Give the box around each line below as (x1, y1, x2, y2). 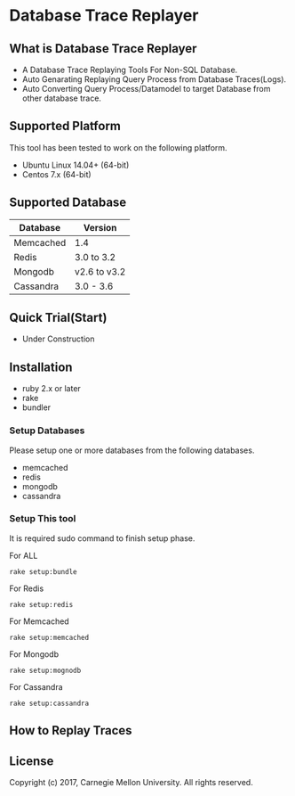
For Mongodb (9, 648, 60, 660)
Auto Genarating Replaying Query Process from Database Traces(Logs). (21, 74, 287, 85)
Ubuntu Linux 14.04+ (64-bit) (21, 160, 130, 170)
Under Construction (21, 333, 95, 344)
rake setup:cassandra (9, 699, 90, 708)
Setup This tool (9, 513, 76, 525)
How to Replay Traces (9, 723, 132, 738)
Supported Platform (9, 119, 122, 134)
